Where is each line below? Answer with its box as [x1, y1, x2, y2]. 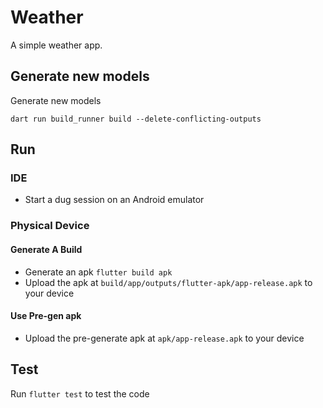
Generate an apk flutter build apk [24, 266, 173, 278]
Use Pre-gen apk [10, 310, 82, 322]
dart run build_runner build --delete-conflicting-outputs [10, 114, 262, 124]
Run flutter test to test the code [10, 387, 150, 400]
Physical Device [10, 219, 90, 233]
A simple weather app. [10, 39, 103, 51]
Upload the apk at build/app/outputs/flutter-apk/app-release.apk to [24, 276, 313, 288]
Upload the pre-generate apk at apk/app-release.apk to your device [24, 332, 305, 344]
